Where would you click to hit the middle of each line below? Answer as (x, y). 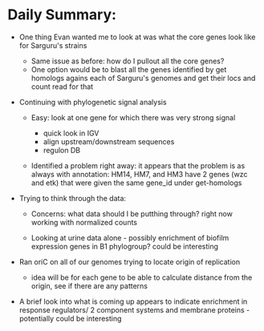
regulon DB (62, 150)
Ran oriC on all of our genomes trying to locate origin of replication (130, 261)
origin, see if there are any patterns (89, 285)
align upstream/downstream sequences (109, 141)
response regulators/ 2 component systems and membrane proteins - (134, 309)
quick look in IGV (71, 133)
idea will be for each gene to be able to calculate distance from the (142, 277)
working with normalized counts (84, 222)
